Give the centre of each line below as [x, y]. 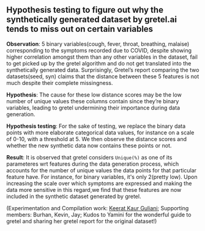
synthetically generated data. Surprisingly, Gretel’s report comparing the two [103, 70]
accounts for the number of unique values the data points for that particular [102, 170]
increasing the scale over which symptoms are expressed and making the [99, 183]
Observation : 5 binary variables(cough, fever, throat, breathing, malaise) [98, 44]
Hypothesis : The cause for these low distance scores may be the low [94, 95]
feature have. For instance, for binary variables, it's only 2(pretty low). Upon [102, 177]
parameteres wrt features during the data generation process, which [93, 164]
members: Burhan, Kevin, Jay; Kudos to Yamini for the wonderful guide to [99, 215]
